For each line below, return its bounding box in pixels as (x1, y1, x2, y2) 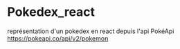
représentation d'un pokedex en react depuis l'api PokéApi (7, 27, 174, 35)
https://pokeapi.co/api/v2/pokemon (7, 34, 109, 42)
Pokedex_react (7, 4, 96, 20)
